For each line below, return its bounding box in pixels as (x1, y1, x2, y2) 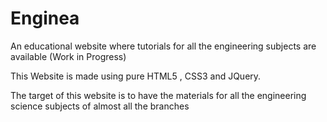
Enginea (10, 7, 80, 30)
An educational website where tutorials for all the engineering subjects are (10, 40, 317, 52)
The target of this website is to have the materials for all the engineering (10, 89, 307, 101)
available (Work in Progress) (10, 50, 127, 62)
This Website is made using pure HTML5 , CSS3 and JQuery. (10, 70, 262, 82)
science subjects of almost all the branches (10, 100, 190, 112)
